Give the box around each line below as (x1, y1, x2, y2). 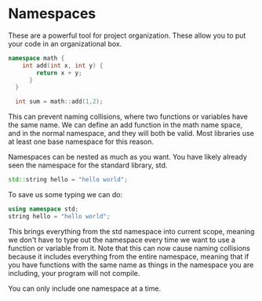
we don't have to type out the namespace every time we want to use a (8, 235, 235, 244)
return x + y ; (36, 68, 82, 77)
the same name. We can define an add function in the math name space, (8, 120, 243, 130)
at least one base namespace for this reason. (8, 137, 155, 146)
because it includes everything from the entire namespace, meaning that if (8, 251, 249, 261)
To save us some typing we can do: (8, 190, 123, 200)
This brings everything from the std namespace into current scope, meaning (8, 226, 255, 236)
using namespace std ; (8, 205, 79, 213)
